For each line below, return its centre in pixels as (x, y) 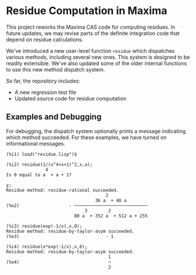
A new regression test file (45, 92)
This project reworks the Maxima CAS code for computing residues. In (91, 27)
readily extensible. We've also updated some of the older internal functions (97, 63)
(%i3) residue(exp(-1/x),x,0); (44, 226)
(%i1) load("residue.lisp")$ (42, 154)
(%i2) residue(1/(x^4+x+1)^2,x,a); (49, 164)
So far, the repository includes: (43, 81)
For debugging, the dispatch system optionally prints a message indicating (96, 131)
